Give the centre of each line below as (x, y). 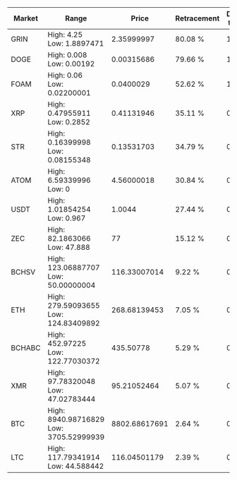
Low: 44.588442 (76, 466)
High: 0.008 (67, 55)
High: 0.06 (65, 75)
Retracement (197, 18)
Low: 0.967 (67, 218)
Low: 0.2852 (69, 122)
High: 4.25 (65, 35)
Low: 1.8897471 (76, 43)
